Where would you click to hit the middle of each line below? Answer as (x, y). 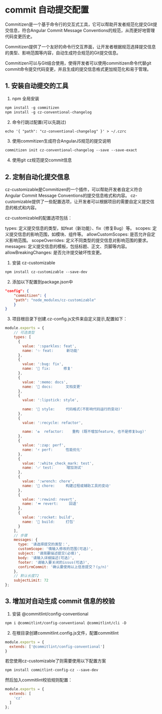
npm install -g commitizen (32, 108)
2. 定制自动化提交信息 (37, 177)
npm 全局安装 (26, 98)
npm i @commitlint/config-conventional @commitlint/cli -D (66, 623)
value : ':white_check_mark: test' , (58, 463)
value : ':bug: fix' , (43, 364)
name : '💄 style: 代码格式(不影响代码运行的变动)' (73, 409)
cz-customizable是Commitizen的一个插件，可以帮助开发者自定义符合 (74, 190)
